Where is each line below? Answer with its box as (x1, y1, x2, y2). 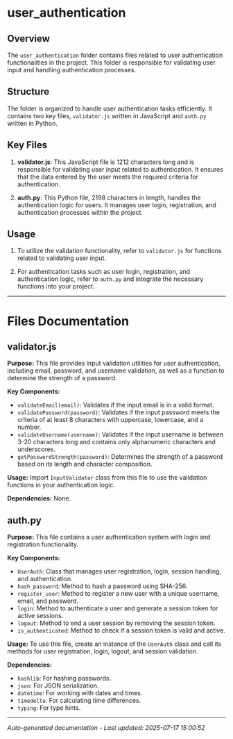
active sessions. (17, 612, 64, 620)
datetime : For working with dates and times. (17, 689, 143, 697)
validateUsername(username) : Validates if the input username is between (17, 430, 224, 439)
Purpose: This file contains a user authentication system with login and (7, 533, 211, 542)
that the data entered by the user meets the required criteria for (17, 172, 199, 181)
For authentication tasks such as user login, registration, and (17, 268, 191, 276)
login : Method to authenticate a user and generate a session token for (17, 604, 218, 612)
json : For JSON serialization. (17, 681, 99, 690)
